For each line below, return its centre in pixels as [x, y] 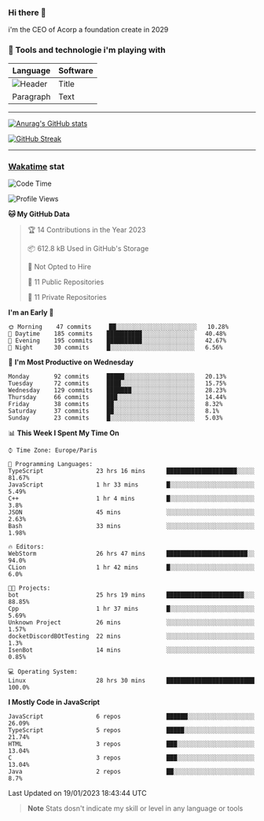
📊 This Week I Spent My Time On [64, 433]
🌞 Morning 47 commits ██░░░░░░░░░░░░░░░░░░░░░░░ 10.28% [119, 327]
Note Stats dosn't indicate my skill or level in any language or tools [135, 808]
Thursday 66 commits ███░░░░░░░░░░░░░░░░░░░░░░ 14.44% [117, 397]
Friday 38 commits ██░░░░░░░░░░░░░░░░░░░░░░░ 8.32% [115, 404]
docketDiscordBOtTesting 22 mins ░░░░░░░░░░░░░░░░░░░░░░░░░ [132, 636]
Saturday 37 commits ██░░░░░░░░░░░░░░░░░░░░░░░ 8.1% [114, 411]
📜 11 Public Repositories [66, 282]
